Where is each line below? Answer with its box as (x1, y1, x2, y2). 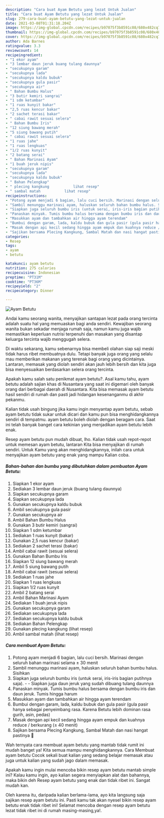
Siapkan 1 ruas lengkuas (12, 579, 61, 585)
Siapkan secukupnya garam (12, 491, 69, 497)
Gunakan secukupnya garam (12, 605, 71, 611)
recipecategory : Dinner (5, 289, 54, 294)
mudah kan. (5, 782, 30, 788)
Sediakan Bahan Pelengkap (12, 621, 68, 627)
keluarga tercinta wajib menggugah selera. (5, 336, 91, 342)
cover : (5, 35, 19, 40)
